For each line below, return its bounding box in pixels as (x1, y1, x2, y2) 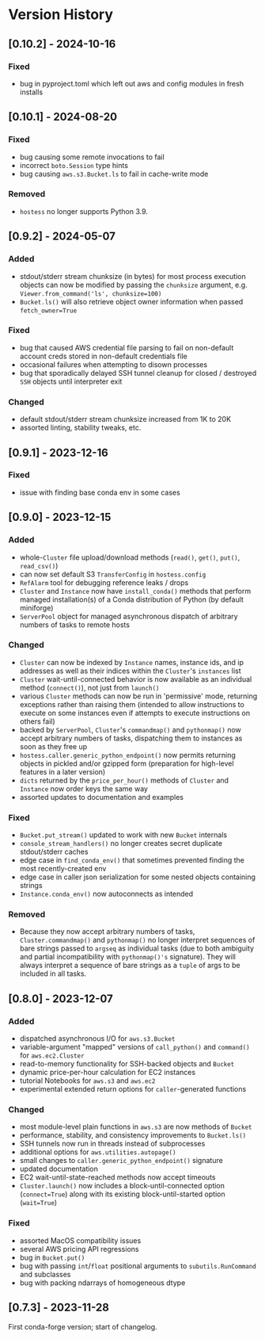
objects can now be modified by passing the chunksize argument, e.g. (19, 280, 248, 289)
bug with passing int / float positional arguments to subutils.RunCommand (19, 1261, 257, 1270)
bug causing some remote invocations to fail (19, 152, 165, 162)
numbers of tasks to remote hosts (19, 620, 131, 629)
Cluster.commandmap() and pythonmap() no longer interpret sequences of (19, 935, 256, 945)
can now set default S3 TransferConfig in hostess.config (19, 569, 206, 579)
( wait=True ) (19, 1198, 58, 1207)
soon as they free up (19, 741, 88, 751)
